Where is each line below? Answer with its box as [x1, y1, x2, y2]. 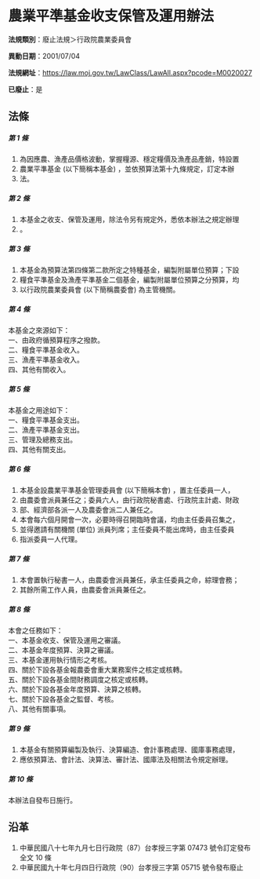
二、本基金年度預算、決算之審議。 [8, 645, 118, 655]
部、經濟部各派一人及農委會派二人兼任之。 [19, 505, 157, 515]
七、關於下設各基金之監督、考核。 [8, 695, 118, 704]
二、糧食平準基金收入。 [8, 345, 84, 355]
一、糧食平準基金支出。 [8, 415, 84, 425]
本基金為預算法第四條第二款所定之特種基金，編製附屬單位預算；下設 [19, 265, 240, 275]
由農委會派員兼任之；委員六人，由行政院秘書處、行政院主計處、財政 [19, 495, 240, 505]
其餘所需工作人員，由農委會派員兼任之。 [19, 585, 150, 595]
